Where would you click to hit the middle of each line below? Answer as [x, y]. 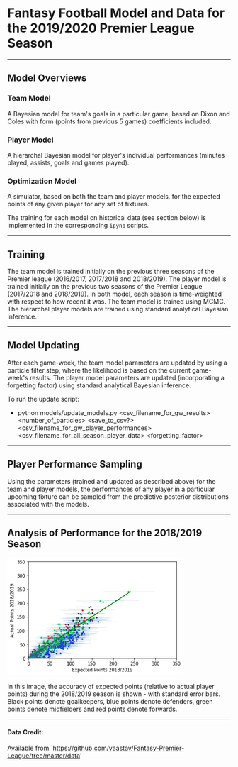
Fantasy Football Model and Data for [116, 13]
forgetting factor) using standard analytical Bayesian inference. [99, 385]
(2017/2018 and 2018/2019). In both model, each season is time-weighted [114, 294]
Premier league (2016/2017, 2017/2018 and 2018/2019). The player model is [117, 279]
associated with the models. [49, 504]
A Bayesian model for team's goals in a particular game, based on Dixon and [119, 114]
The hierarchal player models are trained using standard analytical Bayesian [118, 309]
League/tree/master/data [44, 755]
